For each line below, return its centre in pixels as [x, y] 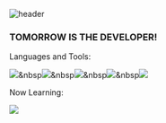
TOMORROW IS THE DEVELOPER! [83, 37]
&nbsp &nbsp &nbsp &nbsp [79, 75]
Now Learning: [37, 92]
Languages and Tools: [50, 57]
